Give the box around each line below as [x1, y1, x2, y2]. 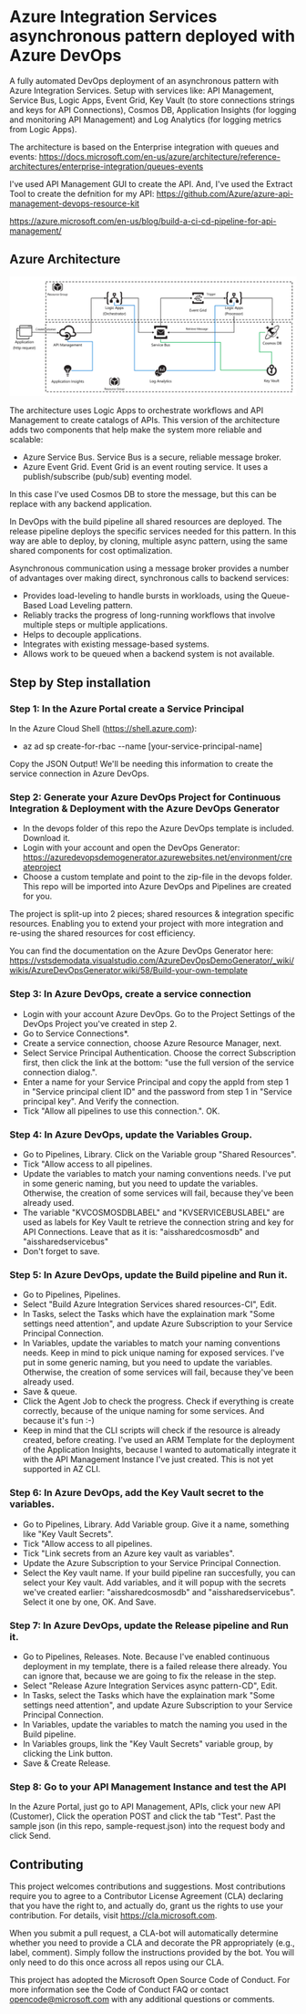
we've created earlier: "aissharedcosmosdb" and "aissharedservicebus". [22, 1586, 296, 1597]
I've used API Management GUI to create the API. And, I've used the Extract [9, 178, 293, 189]
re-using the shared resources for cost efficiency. [9, 928, 196, 939]
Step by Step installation [9, 675, 151, 690]
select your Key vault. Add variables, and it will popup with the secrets [22, 1576, 287, 1588]
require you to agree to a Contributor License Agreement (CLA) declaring [9, 1891, 284, 1901]
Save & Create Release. [22, 1758, 111, 1769]
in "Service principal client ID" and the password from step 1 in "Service [22, 1085, 293, 1096]
